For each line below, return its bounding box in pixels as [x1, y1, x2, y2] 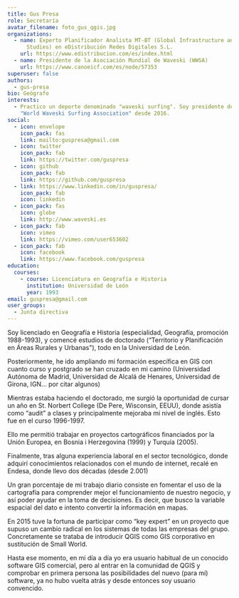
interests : [7, 97, 40, 104]
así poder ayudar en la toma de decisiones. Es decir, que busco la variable [7, 496, 225, 504]
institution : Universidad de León [26, 282, 129, 289]
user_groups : [7, 302, 46, 309]
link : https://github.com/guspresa [20, 176, 126, 183]
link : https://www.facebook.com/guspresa [20, 256, 144, 263]
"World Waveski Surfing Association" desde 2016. [20, 110, 171, 117]
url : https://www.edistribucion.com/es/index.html [20, 51, 174, 58]
